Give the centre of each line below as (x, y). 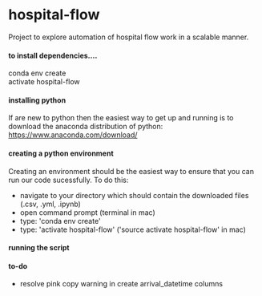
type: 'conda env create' (60, 221)
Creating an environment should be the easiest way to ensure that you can (131, 171)
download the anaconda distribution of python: (86, 127)
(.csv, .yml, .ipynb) (50, 204)
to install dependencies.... (53, 55)
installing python (37, 100)
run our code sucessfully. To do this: (69, 180)
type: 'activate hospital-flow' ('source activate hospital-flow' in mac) (133, 229)
